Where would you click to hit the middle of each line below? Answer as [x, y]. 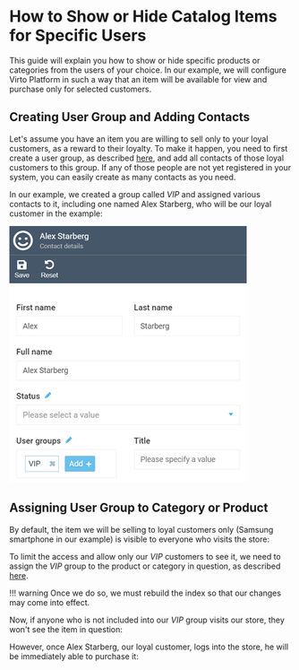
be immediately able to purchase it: [74, 656]
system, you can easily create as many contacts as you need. [123, 177]
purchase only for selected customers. [81, 89]
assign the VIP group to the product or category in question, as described [145, 566]
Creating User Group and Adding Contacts [130, 117]
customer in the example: [56, 213]
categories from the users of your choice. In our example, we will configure [148, 70]
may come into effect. [50, 602]
